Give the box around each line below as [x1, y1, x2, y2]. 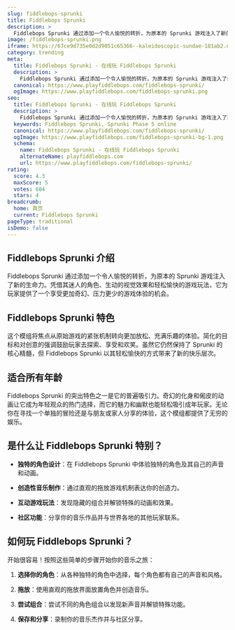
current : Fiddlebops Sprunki [13, 212, 99, 219]
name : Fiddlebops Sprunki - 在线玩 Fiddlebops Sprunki [20, 147, 180, 154]
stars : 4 [13, 192, 39, 199]
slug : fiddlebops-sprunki [7, 10, 83, 17]
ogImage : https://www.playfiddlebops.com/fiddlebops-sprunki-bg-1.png [13, 133, 224, 140]
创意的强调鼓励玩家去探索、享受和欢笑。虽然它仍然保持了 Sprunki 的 [25, 340, 223, 349]
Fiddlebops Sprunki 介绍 [7, 252, 115, 264]
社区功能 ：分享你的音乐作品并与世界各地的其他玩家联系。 [17, 513, 183, 521]
